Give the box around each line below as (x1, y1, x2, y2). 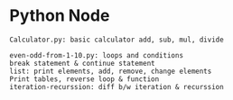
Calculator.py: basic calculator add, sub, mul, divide (9, 35, 224, 44)
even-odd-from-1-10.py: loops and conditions (9, 50, 183, 59)
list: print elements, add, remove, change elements (9, 67, 212, 76)
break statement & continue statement (9, 59, 155, 68)
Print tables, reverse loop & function (9, 74, 160, 84)
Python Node (9, 5, 110, 26)
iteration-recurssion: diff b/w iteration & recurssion (9, 82, 224, 91)
